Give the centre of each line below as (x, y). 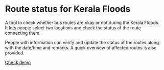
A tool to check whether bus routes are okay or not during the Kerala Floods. (82, 23)
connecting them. (23, 33)
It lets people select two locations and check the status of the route (73, 27)
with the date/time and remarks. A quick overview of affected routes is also (81, 47)
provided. (15, 53)
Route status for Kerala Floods (68, 9)
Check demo (18, 62)
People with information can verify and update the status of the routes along (82, 42)
